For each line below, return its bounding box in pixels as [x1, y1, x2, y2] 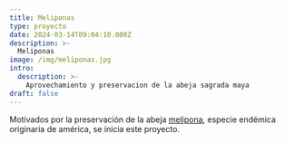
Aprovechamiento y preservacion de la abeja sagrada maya [25, 81, 250, 90]
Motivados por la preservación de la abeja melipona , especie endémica [9, 114, 277, 125]
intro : [9, 64, 34, 73]
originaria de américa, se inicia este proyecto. [9, 123, 180, 134]
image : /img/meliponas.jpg [9, 55, 112, 64]
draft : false [9, 89, 59, 98]
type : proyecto [9, 22, 67, 31]
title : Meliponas [9, 13, 75, 23]
